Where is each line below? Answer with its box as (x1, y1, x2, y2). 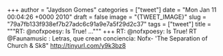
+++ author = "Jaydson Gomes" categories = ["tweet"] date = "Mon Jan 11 (7, 6, 217, 13)
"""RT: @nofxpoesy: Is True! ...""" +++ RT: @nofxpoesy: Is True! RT (7, 27, 197, 35)
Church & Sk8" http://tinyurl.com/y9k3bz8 (7, 42, 127, 49)
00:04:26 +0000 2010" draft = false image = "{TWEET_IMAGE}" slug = (7, 13, 207, 21)
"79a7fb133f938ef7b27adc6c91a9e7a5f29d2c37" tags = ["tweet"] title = (7, 20, 212, 28)
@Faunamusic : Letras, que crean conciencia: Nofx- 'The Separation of (7, 34, 208, 43)
